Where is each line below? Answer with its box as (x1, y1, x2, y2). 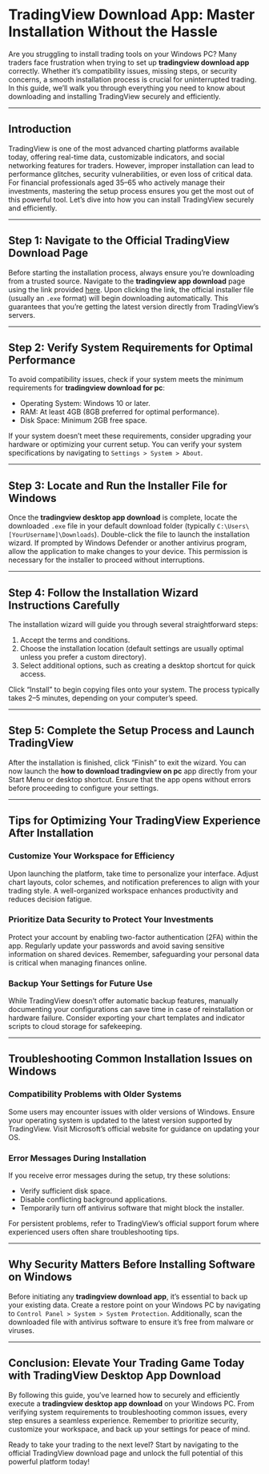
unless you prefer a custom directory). (19, 653, 147, 661)
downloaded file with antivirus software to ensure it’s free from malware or (8, 1317, 254, 1327)
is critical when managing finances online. (8, 958, 147, 967)
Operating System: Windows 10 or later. (19, 399, 151, 408)
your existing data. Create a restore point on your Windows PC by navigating (8, 1299, 261, 1310)
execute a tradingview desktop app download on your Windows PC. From (8, 1399, 255, 1408)
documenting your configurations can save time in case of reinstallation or (8, 1005, 254, 1014)
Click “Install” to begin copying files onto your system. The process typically (8, 685, 260, 694)
